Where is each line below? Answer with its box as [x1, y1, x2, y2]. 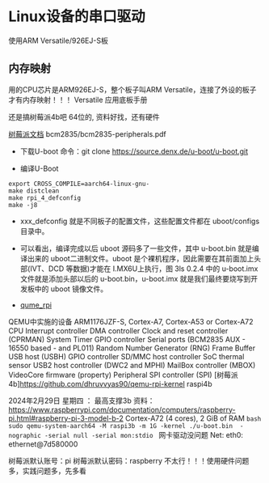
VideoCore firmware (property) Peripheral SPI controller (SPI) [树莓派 [8, 370, 238, 379]
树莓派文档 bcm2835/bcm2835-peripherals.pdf [8, 129, 167, 138]
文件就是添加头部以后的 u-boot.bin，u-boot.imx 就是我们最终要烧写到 [19, 273, 251, 283]
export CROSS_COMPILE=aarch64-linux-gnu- [8, 180, 150, 188]
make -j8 [8, 201, 38, 209]
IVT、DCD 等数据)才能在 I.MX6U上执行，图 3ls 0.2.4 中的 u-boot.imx [29, 264, 258, 273]
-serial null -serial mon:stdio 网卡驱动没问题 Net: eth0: [44, 430, 244, 439]
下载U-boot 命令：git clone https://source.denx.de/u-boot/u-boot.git [19, 146, 249, 156]
